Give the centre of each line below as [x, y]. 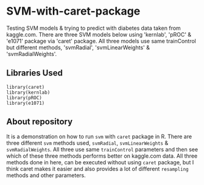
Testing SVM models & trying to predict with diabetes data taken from [93, 28]
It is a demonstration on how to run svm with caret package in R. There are [99, 136]
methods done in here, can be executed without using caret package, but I [100, 162]
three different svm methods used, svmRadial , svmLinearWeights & [87, 143]
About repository [40, 122]
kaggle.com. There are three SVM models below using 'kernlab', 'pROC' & [99, 34]
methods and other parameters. [46, 175]
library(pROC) [24, 98]
